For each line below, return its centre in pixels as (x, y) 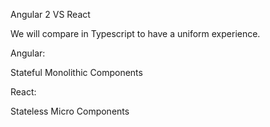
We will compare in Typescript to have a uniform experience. (135, 33)
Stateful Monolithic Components (76, 72)
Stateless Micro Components (70, 111)
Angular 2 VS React (50, 14)
